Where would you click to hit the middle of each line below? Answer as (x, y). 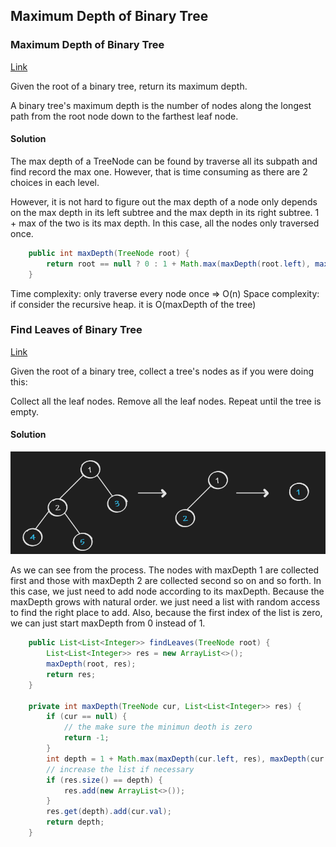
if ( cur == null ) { (87, 717)
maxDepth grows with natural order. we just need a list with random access (165, 602)
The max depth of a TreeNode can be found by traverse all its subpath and (164, 161)
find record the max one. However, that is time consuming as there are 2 (159, 171)
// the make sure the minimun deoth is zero (158, 727)
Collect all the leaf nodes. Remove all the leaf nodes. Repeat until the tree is (166, 401)
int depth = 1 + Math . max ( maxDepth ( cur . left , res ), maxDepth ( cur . (187, 759)
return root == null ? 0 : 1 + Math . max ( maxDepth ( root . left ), (178, 264)
